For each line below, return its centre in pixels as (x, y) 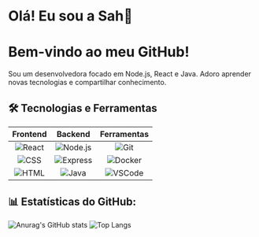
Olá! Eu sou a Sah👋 (70, 16)
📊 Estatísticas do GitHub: (72, 202)
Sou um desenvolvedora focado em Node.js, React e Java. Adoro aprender (130, 74)
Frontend (30, 134)
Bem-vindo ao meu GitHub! (99, 52)
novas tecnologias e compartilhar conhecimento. (87, 83)
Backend (73, 134)
